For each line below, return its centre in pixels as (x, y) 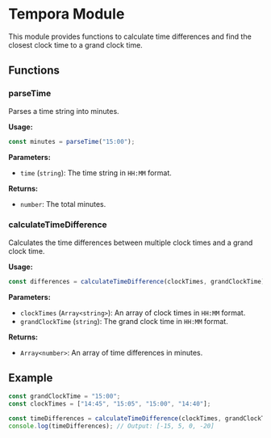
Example (31, 378)
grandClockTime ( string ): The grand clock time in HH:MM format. (124, 321)
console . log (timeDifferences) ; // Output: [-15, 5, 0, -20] (112, 426)
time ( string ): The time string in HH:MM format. (96, 173)
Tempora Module (67, 14)
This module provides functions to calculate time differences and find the (130, 36)
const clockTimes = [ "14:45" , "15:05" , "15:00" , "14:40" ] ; (110, 404)
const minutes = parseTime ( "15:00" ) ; (72, 141)
